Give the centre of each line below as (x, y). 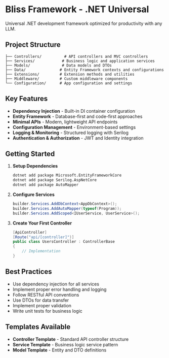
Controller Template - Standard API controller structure (71, 339)
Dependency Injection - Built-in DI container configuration (74, 111)
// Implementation (41, 251)
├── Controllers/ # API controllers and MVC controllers (77, 56)
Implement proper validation (42, 305)
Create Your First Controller (42, 223)
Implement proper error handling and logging (59, 289)
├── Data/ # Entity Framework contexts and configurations (85, 70)
